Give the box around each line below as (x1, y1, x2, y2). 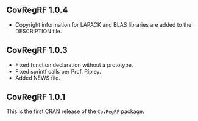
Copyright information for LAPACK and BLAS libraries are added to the (15, 21, 192, 28)
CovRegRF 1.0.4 (6, 5, 68, 15)
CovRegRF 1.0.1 (6, 92, 66, 102)
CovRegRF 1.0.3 (6, 45, 68, 55)
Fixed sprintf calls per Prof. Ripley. (15, 67, 102, 75)
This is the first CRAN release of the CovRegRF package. (6, 108, 144, 115)
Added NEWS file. (15, 74, 61, 81)
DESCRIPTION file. (15, 27, 62, 35)
